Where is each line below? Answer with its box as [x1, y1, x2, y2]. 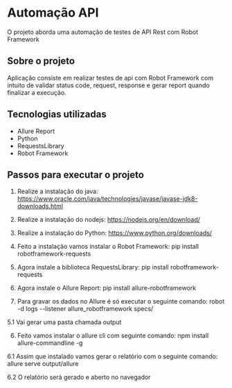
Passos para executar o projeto [7, 168, 144, 181]
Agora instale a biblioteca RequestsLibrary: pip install [17, 263, 169, 272]
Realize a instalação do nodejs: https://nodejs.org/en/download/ [17, 215, 201, 224]
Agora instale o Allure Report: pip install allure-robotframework [17, 284, 196, 292]
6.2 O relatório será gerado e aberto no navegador [7, 373, 151, 382]
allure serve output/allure [7, 360, 79, 368]
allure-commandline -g [17, 339, 83, 347]
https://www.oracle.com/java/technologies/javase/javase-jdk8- [17, 195, 198, 203]
